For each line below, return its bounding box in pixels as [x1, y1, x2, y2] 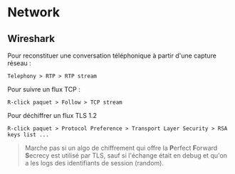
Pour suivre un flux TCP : [7, 85, 80, 93]
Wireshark [7, 33, 56, 45]
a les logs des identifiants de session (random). [24, 159, 164, 167]
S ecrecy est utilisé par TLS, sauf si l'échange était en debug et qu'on [24, 151, 228, 160]
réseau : [7, 59, 31, 67]
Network [7, 4, 61, 21]
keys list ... [7, 131, 50, 138]
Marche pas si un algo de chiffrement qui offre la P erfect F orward [24, 143, 218, 152]
